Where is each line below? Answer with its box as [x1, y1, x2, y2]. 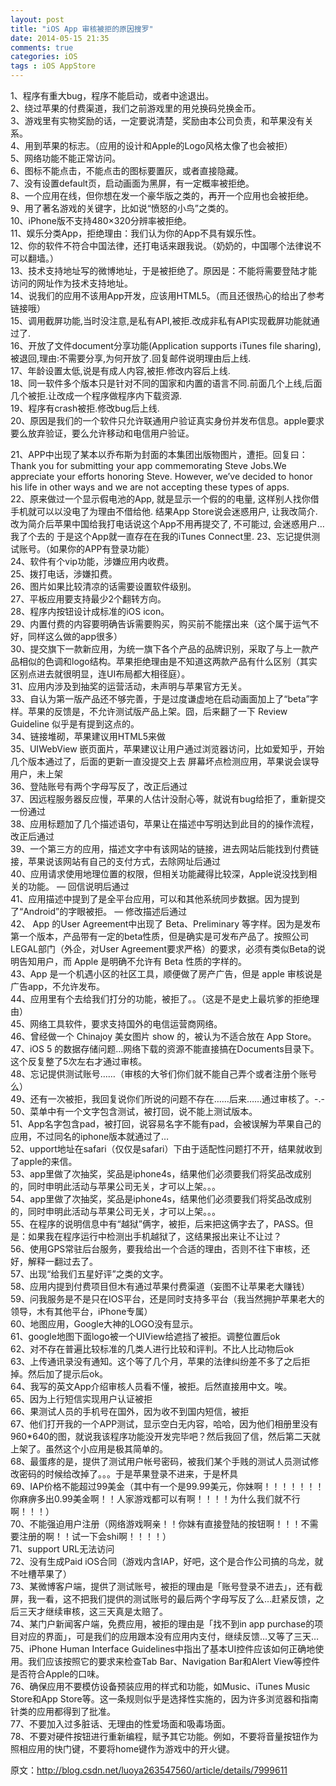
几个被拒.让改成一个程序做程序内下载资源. [10, 390, 183, 401]
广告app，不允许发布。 [10, 981, 106, 992]
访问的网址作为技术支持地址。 [10, 277, 133, 289]
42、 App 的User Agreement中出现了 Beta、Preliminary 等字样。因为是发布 [10, 918, 322, 930]
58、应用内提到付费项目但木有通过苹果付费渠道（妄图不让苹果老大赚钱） [10, 1281, 310, 1292]
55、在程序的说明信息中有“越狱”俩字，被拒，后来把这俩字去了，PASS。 [10, 1218, 305, 1230]
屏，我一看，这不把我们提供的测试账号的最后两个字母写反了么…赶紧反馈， [10, 1593, 317, 1605]
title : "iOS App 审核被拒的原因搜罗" [10, 24, 154, 34]
